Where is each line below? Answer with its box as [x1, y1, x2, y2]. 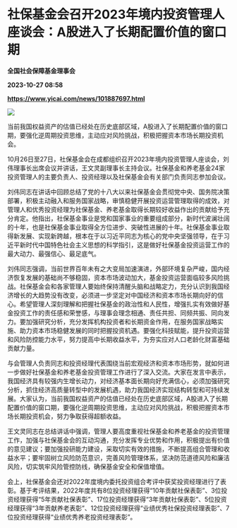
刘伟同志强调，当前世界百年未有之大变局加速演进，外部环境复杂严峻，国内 [7, 264, 224, 273]
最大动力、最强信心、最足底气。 [7, 249, 100, 258]
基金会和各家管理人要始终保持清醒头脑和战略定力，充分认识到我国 [31, 282, 224, 291]
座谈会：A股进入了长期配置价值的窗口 [7, 24, 227, 40]
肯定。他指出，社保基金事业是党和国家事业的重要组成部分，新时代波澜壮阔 [13, 213, 230, 223]
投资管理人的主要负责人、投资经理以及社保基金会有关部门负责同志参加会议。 [7, 172, 230, 181]
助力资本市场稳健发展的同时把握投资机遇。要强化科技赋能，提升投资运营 [19, 326, 230, 334]
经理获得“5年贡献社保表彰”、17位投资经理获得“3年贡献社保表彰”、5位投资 [13, 495, 227, 503]
